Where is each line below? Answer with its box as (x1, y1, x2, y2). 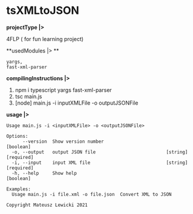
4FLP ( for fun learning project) (6, 35, 83, 42)
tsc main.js (15, 92, 42, 100)
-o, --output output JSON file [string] (11, 149, 188, 155)
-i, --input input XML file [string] (11, 160, 188, 166)
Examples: (6, 186, 31, 192)
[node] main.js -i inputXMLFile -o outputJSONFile (15, 99, 139, 106)
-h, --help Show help (11, 170, 77, 176)
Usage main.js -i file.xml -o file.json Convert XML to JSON (11, 191, 172, 197)
